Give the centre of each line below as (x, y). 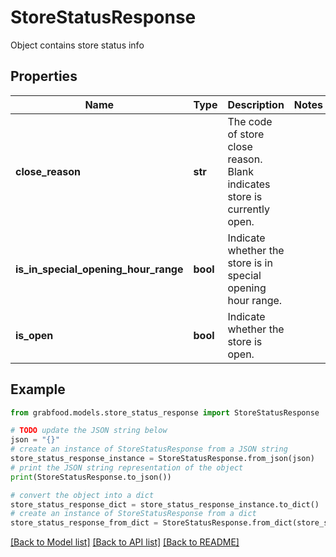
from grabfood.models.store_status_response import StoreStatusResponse (165, 412)
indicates (249, 184)
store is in (250, 263)
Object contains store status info (77, 45)
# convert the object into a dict (82, 495)
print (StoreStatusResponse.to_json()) (91, 477)
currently (249, 209)
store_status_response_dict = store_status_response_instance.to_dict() (165, 504)
